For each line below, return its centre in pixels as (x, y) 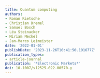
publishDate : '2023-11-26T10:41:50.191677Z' (50, 50)
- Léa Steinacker (22, 32)
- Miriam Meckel (21, 37)
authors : (14, 14)
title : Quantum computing (31, 9)
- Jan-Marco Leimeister (29, 41)
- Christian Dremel (25, 23)
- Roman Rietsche (22, 18)
